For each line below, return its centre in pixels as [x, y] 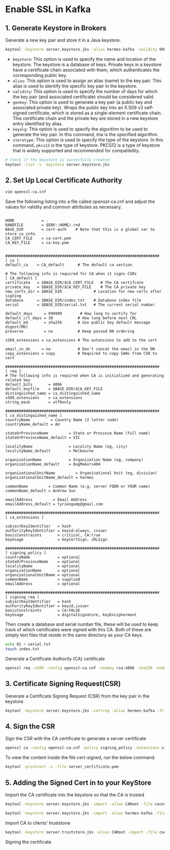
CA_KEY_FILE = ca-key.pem [37, 243]
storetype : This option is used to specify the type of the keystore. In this [88, 140]
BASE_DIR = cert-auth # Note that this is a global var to [80, 230]
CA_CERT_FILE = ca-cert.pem [38, 238]
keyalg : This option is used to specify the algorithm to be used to [80, 129]
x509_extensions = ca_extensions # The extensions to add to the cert [81, 340]
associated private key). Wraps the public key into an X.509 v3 [78, 107]
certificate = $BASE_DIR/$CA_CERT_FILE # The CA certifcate [74, 283]
